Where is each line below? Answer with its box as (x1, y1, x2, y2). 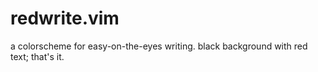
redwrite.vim (10, 7, 120, 30)
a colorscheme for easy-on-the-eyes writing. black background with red (10, 40, 308, 52)
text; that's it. (10, 50, 65, 62)
